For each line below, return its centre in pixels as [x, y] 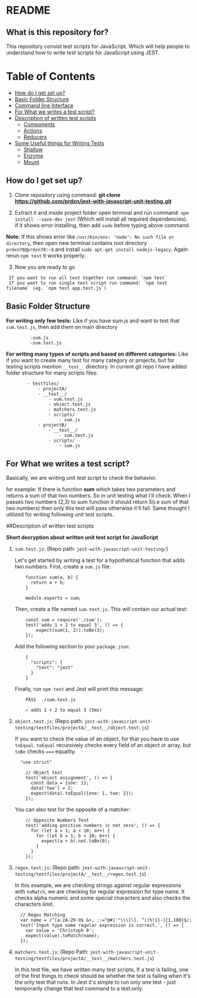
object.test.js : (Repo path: [49, 721]
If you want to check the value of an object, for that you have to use [97, 739]
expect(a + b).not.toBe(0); [75, 841]
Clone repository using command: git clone [68, 195]
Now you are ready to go [45, 267]
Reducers [35, 137]
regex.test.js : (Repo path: [47, 868]
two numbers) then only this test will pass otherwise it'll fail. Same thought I [98, 508]
